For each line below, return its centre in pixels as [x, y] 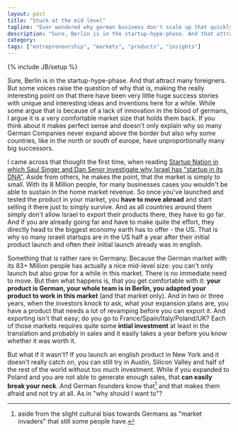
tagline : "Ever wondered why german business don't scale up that [107, 27]
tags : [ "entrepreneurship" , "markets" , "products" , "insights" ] [104, 47]
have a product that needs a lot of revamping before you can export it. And [117, 311]
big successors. [31, 148]
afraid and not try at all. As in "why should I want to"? [85, 393]
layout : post [27, 14]
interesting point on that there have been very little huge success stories [113, 95]
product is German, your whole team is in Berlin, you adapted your [107, 288]
